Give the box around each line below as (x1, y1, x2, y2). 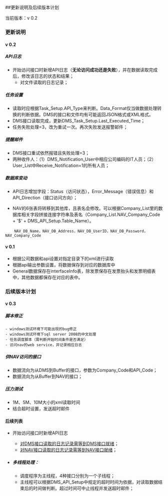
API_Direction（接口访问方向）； (12, 194, 78, 201)
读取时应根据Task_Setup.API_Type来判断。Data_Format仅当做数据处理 (12, 105, 157, 111)
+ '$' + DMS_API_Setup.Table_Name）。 (12, 218, 94, 224)
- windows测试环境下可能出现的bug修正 (5, 326, 77, 331)
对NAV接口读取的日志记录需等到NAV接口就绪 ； (19, 447, 117, 453)
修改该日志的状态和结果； (21, 73, 74, 79)
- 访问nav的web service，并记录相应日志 (5, 342, 82, 347)
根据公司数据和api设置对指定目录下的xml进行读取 (12, 255, 114, 261)
